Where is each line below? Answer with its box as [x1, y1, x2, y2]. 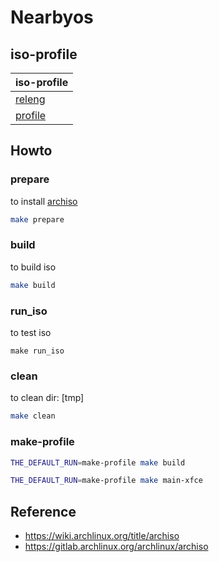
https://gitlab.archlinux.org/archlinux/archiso [24, 541, 209, 553]
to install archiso [10, 195, 78, 207]
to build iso [10, 261, 57, 273]
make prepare [10, 214, 65, 225]
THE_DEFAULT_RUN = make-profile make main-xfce [10, 476, 203, 486]
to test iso [10, 327, 52, 339]
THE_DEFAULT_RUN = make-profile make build [10, 457, 186, 468]
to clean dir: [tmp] [10, 392, 85, 404]
